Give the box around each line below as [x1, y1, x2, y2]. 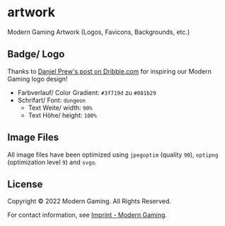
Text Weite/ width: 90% [28, 103, 93, 112]
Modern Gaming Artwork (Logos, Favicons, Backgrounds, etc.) [7, 28, 190, 36]
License [7, 178, 43, 190]
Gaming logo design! [7, 74, 68, 83]
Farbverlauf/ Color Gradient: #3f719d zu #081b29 [17, 88, 157, 96]
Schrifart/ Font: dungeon [17, 96, 86, 104]
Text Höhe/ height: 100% [28, 111, 97, 119]
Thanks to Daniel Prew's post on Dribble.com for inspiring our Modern [7, 67, 212, 75]
